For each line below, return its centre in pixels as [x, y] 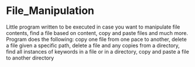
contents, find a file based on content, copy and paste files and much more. [97, 33]
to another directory [30, 58]
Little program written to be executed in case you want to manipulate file [93, 27]
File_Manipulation [50, 11]
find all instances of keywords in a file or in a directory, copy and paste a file [98, 51]
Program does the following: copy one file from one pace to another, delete [96, 39]
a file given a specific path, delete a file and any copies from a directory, [93, 45]
